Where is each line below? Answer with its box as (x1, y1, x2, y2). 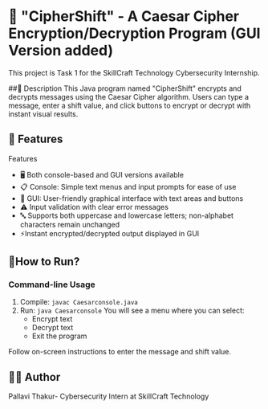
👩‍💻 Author (8, 370, 61, 384)
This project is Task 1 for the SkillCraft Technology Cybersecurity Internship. (8, 67, 260, 77)
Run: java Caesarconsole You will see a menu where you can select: (19, 305, 245, 316)
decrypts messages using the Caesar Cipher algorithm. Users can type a (8, 92, 250, 101)
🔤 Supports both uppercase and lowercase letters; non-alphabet (19, 211, 234, 220)
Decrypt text (31, 323, 74, 333)
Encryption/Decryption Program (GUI (8, 24, 261, 43)
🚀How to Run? (8, 255, 80, 268)
